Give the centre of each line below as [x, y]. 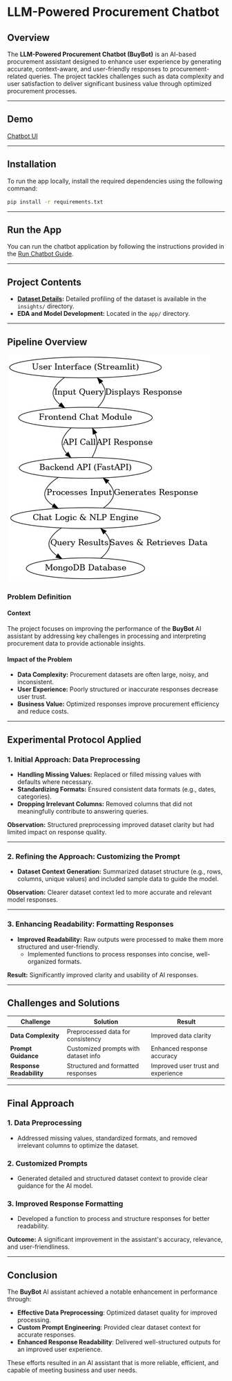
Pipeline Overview [47, 342]
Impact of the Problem [40, 659]
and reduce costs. [43, 711]
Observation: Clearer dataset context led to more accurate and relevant [109, 892]
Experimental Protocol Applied [74, 739]
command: [22, 188]
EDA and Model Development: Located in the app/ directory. [104, 314]
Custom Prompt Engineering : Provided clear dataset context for [109, 1328]
